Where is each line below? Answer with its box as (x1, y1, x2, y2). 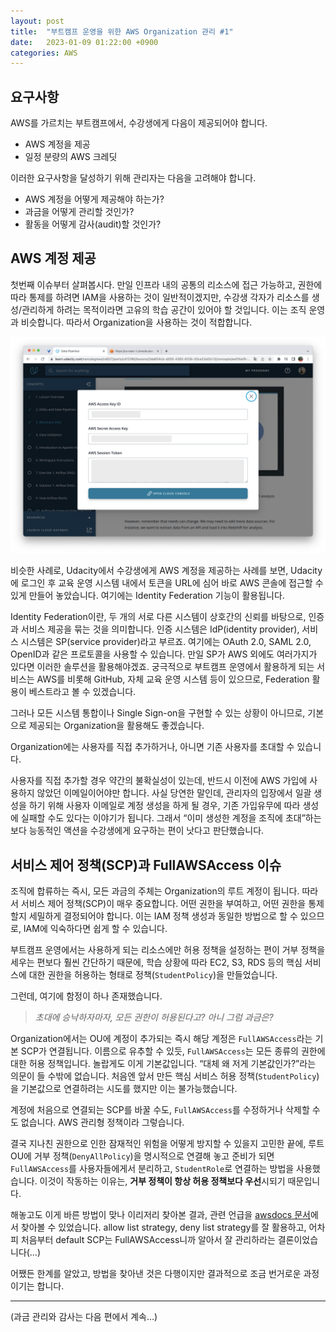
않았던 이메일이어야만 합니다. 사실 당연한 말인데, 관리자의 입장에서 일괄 (36, 787, 312, 799)
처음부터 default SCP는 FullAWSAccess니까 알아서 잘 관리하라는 (20, 1234, 276, 1246)
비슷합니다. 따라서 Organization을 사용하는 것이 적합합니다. (20, 316, 253, 328)
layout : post (10, 16, 65, 26)
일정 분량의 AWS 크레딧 (24, 151, 118, 163)
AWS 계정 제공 (10, 250, 97, 267)
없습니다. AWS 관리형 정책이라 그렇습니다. (20, 1116, 185, 1129)
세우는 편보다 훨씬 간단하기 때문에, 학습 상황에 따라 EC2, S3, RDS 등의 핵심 (10, 956, 303, 969)
